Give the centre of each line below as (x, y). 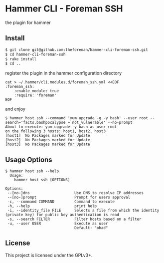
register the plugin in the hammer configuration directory (64, 73)
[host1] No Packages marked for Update (48, 136)
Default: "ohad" (91, 228)
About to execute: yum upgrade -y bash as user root (61, 127)
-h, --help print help (52, 206)
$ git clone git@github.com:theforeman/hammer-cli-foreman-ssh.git (77, 50)
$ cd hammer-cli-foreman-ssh (35, 54)
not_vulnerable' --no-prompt (102, 123)
